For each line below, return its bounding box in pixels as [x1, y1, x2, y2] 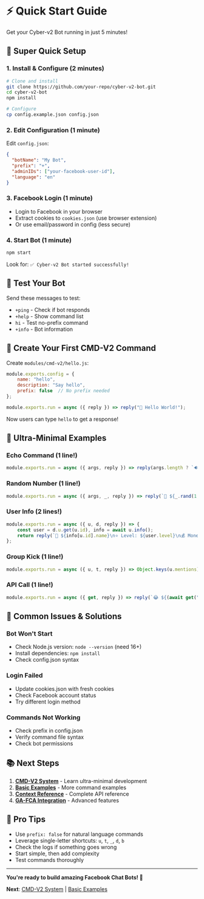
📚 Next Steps [6, 758, 59, 768]
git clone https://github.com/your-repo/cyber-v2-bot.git [6, 84, 156, 90]
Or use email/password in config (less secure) [15, 220, 131, 228]
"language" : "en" [12, 174, 56, 180]
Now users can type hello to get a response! [6, 415, 119, 422]
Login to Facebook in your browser [15, 208, 103, 215]
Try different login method [15, 698, 81, 705]
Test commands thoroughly [15, 856, 84, 863]
